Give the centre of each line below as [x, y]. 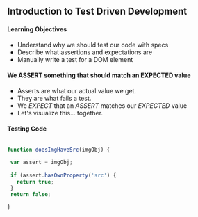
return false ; [31, 195]
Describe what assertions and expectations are [85, 52]
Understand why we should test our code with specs [93, 45]
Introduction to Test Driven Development [97, 11]
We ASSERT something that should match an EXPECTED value [99, 75]
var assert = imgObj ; [41, 162]
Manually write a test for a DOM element [75, 59]
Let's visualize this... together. [60, 113]
